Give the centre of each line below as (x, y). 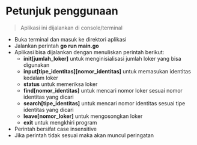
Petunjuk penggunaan (62, 11)
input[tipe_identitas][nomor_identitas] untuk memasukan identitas (107, 71)
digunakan (36, 65)
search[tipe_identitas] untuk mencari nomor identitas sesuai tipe (104, 103)
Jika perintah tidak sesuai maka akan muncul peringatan (84, 135)
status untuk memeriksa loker (60, 84)
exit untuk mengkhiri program (60, 122)
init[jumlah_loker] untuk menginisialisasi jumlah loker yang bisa (102, 58)
